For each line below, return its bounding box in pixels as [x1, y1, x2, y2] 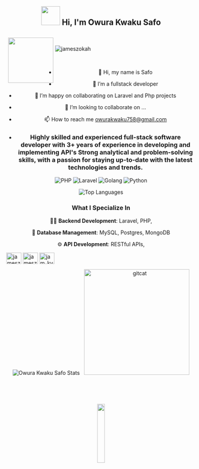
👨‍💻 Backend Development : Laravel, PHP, [50, 217, 152, 225]
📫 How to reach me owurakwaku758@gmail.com [44, 115, 167, 123]
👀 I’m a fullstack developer [92, 80, 158, 88]
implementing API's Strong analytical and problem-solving [17, 148, 194, 156]
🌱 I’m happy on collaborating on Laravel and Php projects [34, 92, 176, 99]
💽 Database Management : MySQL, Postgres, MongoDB [32, 229, 170, 236]
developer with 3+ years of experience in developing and [20, 140, 191, 148]
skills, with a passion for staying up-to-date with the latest [18, 155, 193, 164]
